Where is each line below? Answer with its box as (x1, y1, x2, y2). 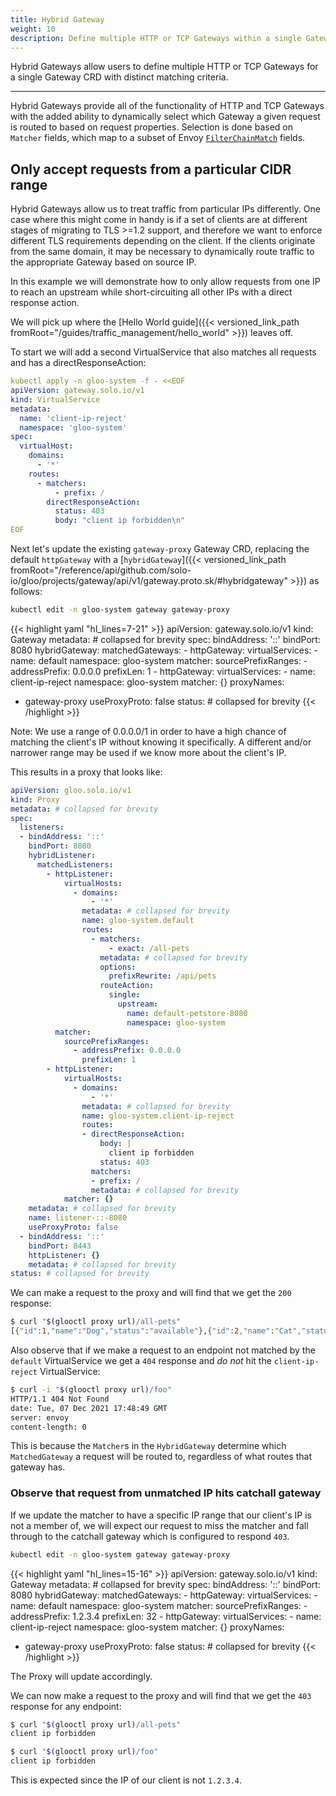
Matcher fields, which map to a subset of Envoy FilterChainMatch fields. (10, 132, 306, 144)
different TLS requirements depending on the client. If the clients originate (10, 235, 316, 247)
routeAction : (99, 981, 155, 991)
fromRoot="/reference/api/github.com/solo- (10, 564, 192, 576)
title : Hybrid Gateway (10, 14, 105, 25)
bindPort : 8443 (28, 1241, 92, 1251)
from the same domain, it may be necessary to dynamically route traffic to (10, 246, 315, 258)
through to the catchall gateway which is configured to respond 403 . (10, 1530, 290, 1542)
